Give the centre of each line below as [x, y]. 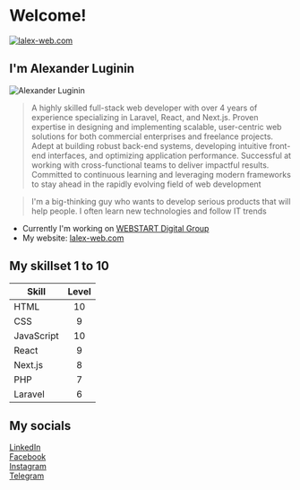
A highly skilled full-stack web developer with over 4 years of [144, 108]
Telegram [27, 476]
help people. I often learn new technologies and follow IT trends [149, 211]
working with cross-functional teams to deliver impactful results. [150, 165]
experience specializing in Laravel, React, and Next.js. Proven [145, 117]
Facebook [28, 457]
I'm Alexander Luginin [72, 69]
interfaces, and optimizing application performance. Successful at [170, 155]
